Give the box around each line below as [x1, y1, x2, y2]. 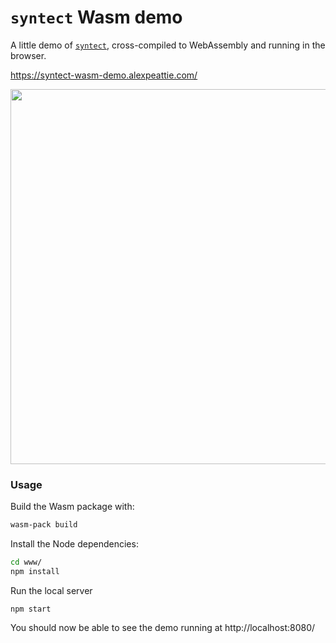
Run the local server [10, 584, 93, 596]
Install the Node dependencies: [10, 538, 139, 550]
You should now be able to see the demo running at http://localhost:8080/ [10, 621, 316, 633]
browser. [10, 49, 47, 61]
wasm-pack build [10, 520, 78, 530]
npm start [10, 604, 52, 614]
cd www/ [10, 557, 43, 568]
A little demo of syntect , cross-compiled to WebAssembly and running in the [10, 39, 326, 51]
